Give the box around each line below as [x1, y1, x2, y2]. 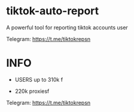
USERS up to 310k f [14, 76, 63, 83]
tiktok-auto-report [6, 4, 99, 18]
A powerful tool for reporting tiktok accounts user [6, 24, 129, 31]
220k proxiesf [14, 88, 50, 95]
